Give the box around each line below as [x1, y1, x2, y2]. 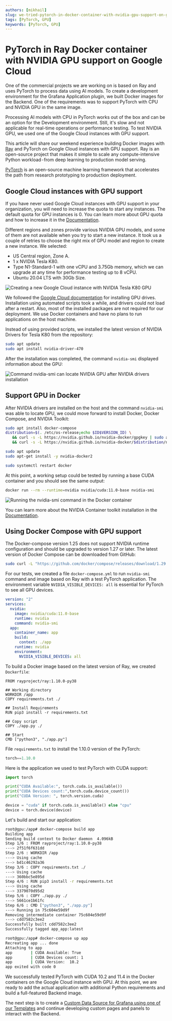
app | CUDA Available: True [5, 950, 81, 955]
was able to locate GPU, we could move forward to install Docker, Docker [5, 410, 160, 416]
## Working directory [5, 687, 52, 692]
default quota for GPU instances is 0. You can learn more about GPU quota [5, 211, 163, 218]
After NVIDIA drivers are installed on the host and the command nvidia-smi [5, 405, 164, 411]
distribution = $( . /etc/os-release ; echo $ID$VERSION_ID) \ [5, 430, 132, 436]
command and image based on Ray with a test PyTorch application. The [5, 576, 157, 582]
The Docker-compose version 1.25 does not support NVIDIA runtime [5, 540, 149, 547]
